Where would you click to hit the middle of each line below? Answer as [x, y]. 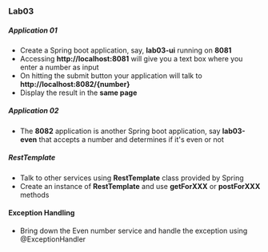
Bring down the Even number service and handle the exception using [134, 231]
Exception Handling [42, 213]
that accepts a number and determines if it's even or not [131, 139]
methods [34, 195]
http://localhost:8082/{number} [75, 84]
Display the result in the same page [78, 93]
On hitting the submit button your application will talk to [111, 75]
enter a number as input [59, 67]
